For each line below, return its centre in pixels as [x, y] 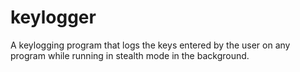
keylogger [53, 17]
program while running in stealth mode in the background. [130, 55]
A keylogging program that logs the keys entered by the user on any [150, 45]
